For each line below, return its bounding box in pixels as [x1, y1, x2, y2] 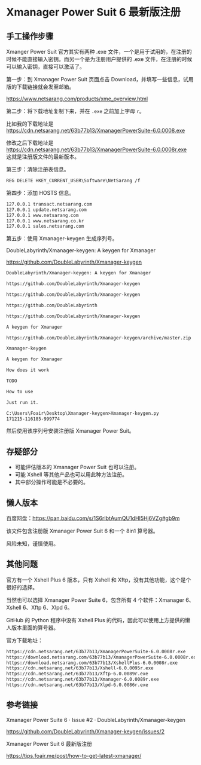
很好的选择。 [6, 583, 38, 590]
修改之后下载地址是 [6, 139, 54, 146]
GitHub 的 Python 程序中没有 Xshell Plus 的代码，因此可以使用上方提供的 [6, 616, 185, 623]
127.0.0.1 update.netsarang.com [6, 207, 87, 213]
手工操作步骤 [6, 31, 54, 41]
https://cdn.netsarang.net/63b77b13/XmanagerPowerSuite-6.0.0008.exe [6, 127, 185, 134]
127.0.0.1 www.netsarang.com [6, 212, 79, 218]
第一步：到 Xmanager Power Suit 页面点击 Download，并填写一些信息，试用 [6, 76, 194, 82]
